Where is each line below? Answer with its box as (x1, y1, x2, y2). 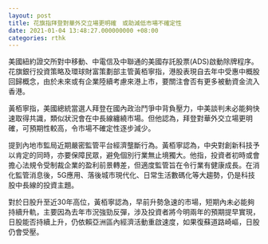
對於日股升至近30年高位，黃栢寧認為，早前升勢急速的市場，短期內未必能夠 (8, 197, 255, 207)
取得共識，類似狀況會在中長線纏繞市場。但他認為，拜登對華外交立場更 (14, 113, 246, 124)
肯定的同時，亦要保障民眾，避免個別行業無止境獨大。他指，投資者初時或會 (14, 151, 260, 160)
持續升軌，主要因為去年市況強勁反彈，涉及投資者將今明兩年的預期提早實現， (8, 207, 260, 217)
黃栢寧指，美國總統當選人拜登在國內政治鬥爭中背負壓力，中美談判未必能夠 (8, 104, 253, 113)
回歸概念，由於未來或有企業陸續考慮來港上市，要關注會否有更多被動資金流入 (8, 77, 260, 86)
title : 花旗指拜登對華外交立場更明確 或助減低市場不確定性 (8, 19, 182, 27)
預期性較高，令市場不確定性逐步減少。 (29, 124, 156, 133)
